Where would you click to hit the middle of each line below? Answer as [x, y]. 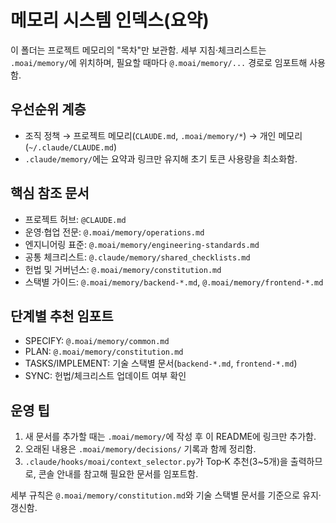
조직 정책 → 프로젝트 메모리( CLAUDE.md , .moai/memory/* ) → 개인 [150, 135]
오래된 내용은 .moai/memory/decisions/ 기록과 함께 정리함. [140, 449]
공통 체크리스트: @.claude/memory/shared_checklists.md [137, 257]
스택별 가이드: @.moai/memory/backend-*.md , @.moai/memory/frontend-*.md [174, 282]
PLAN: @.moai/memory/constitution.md [104, 352]
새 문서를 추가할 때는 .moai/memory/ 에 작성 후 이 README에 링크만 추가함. [170, 437]
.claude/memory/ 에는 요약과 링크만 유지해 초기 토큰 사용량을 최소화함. [161, 158]
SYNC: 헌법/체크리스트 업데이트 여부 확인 [105, 376]
